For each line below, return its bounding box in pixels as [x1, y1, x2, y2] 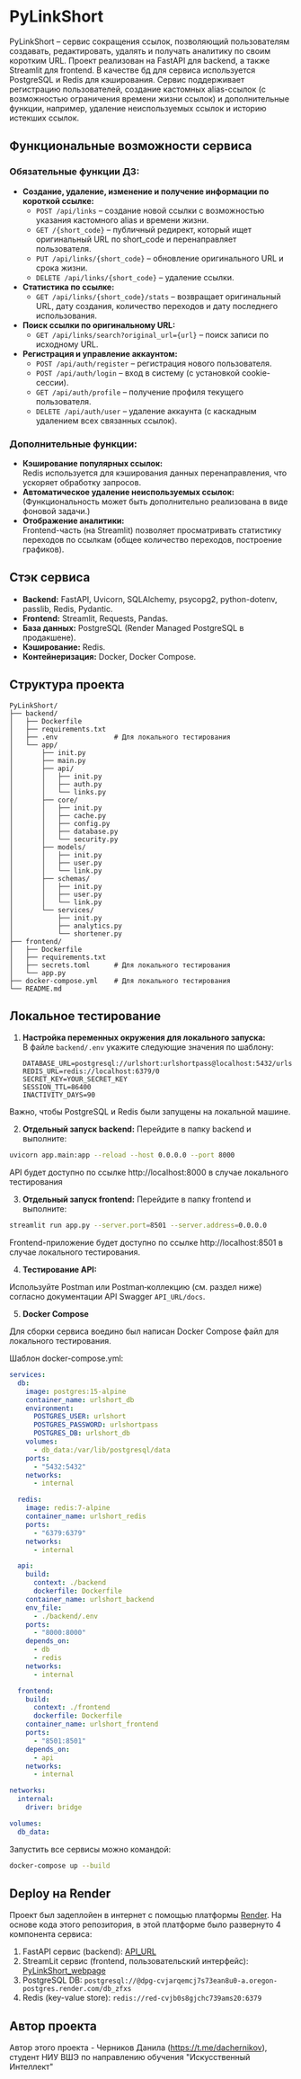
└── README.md [9, 984, 63, 993]
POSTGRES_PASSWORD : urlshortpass [32, 1420, 159, 1430]
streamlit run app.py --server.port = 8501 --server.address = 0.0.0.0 [9, 1221, 268, 1231]
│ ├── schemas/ [9, 874, 91, 883]
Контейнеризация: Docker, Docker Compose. [22, 651, 197, 662]
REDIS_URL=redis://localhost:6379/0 [22, 1067, 160, 1076]
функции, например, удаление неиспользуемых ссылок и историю [9, 102, 267, 113]
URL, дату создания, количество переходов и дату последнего [35, 300, 279, 311]
